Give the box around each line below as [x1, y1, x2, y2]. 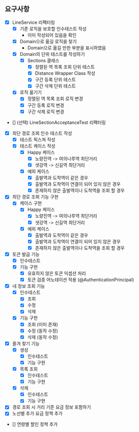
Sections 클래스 [27, 57, 60, 64]
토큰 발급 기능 [12, 251, 40, 257]
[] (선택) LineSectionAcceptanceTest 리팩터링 [12, 119, 106, 126]
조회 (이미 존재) [27, 321, 58, 327]
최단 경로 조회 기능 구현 [12, 194, 59, 200]
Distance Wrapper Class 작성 [35, 70, 95, 76]
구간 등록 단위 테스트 [35, 77, 76, 83]
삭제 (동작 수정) [27, 334, 58, 340]
